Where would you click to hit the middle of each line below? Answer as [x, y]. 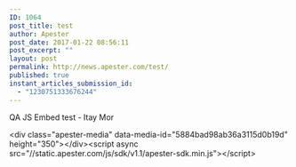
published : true [39, 76]
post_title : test [41, 26]
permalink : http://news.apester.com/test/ [89, 68]
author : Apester [39, 34]
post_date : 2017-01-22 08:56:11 [69, 42]
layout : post [33, 59]
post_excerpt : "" [41, 51]
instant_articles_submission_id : [71, 83]
